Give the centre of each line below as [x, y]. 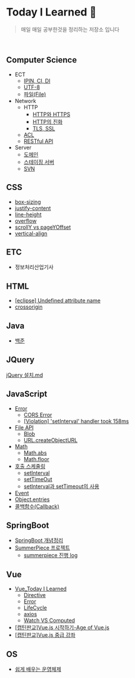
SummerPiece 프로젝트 [42, 548]
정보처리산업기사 [34, 267]
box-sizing [28, 201]
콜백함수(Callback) [37, 506]
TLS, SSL [44, 128]
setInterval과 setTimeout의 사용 [62, 486]
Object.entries [32, 499]
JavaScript [27, 394]
